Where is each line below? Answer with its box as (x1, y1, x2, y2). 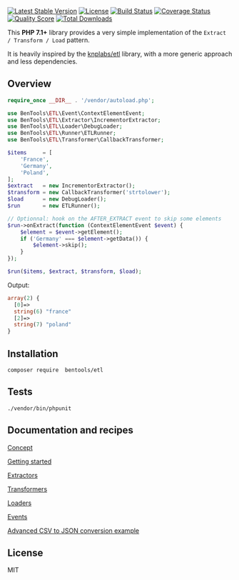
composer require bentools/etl (7, 366, 103, 374)
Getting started (7, 457, 52, 466)
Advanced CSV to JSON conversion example (7, 526, 140, 535)
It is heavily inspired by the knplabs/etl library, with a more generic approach (7, 50, 233, 58)
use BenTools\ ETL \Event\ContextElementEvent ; (7, 109, 145, 117)
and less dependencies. (7, 57, 78, 66)
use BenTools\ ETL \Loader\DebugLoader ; (7, 123, 123, 130)
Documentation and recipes (7, 424, 134, 436)
